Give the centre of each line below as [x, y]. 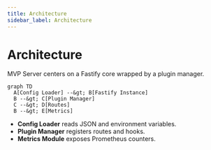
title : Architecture [37, 14]
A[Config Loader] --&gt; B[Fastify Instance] [81, 93]
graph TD [20, 87]
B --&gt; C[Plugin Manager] [54, 99]
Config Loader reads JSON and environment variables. [97, 124]
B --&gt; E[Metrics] [43, 111]
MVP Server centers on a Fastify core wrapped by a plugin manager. [106, 74]
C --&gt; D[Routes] [42, 105]
